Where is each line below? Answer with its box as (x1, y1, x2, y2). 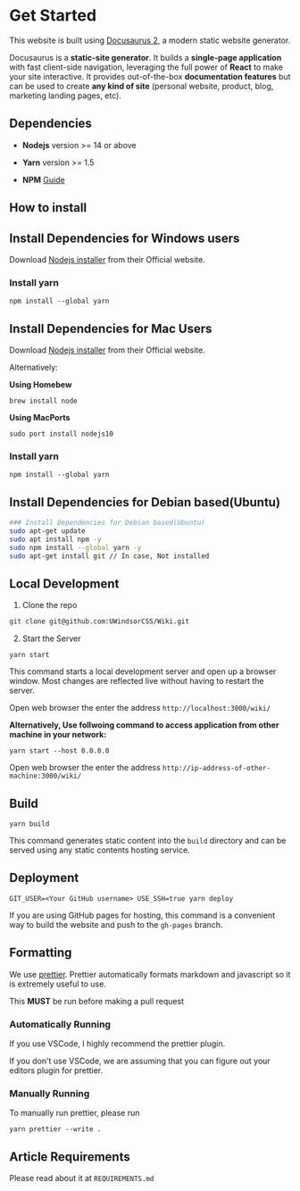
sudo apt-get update (9, 527, 87, 536)
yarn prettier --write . (9, 1125, 102, 1134)
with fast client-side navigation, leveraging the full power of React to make (9, 62, 284, 72)
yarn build (9, 820, 50, 829)
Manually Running (9, 1087, 90, 1099)
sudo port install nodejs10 (9, 429, 114, 438)
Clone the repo (21, 600, 78, 611)
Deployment (9, 870, 79, 886)
